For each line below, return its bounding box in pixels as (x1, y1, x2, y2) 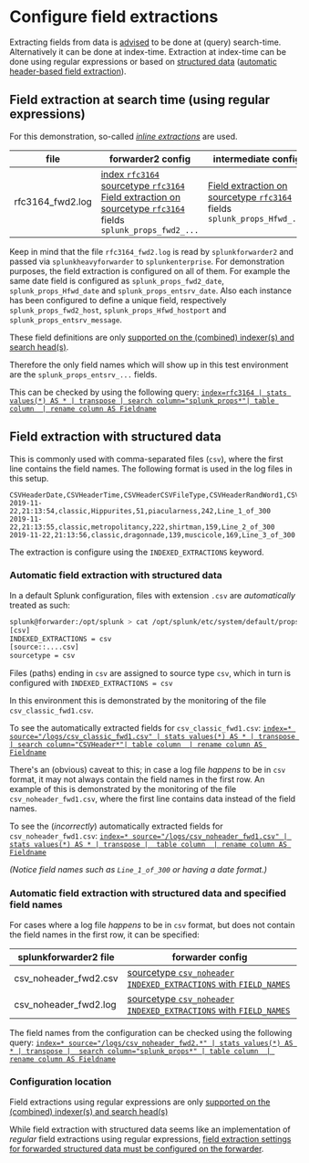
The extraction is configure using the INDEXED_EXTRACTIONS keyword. (9, 546, 264, 557)
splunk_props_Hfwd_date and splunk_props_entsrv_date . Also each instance (9, 285, 293, 296)
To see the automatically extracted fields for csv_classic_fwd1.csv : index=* (9, 723, 292, 734)
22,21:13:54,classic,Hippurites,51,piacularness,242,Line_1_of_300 (9, 506, 272, 515)
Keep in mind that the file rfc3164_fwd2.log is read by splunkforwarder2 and (9, 246, 294, 257)
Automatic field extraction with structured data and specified (9, 887, 287, 900)
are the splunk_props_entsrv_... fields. (9, 368, 158, 380)
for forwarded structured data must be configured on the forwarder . (9, 1143, 264, 1154)
